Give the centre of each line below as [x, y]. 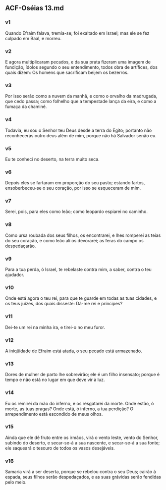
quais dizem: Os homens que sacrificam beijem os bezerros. [67, 72]
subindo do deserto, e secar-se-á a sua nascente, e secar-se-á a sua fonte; [83, 442]
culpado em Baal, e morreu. [33, 38]
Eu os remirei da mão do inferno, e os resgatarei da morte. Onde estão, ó [80, 403]
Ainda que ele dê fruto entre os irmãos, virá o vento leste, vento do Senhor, [82, 437]
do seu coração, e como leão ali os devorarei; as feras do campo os [74, 240]
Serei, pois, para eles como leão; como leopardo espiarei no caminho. [76, 212]
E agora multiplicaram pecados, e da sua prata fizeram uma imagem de [78, 62]
